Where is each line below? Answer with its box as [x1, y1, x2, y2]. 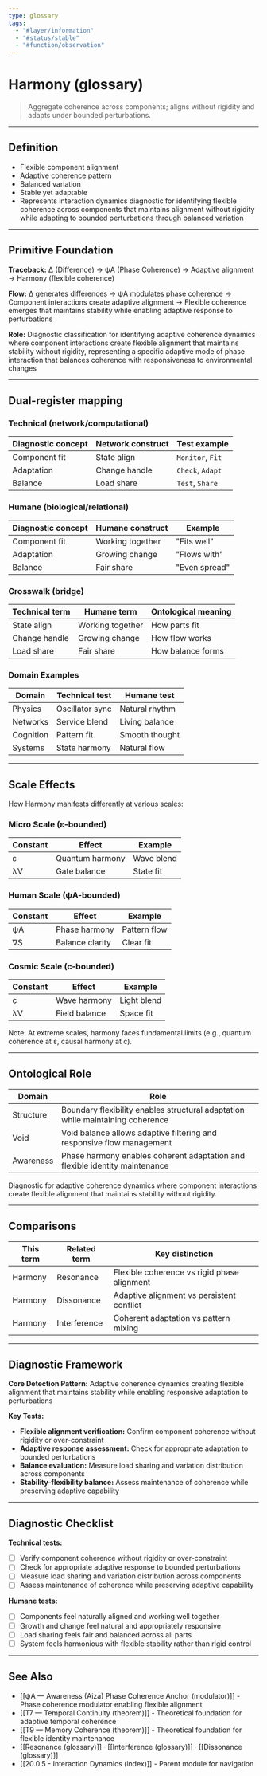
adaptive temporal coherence [19, 1716, 117, 1726]
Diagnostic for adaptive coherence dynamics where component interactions [8, 1181, 257, 1190]
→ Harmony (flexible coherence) [8, 273, 115, 283]
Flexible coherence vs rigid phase [113, 1267, 240, 1278]
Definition [8, 141, 58, 155]
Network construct [95, 438, 169, 450]
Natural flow [119, 742, 165, 753]
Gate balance [55, 866, 106, 877]
